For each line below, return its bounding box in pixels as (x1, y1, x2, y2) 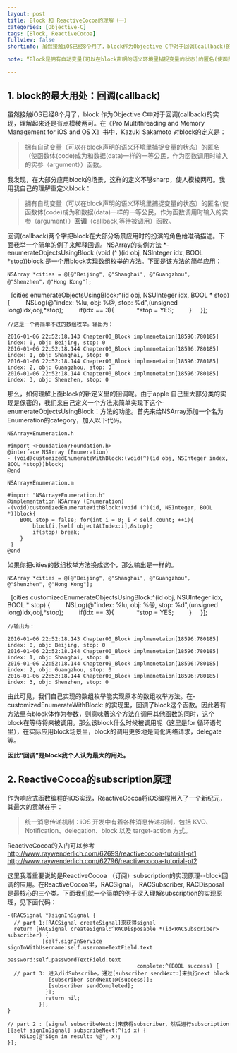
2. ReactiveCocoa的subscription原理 (7, 774, 171, 786)
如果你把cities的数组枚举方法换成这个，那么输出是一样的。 (7, 560, 178, 568)
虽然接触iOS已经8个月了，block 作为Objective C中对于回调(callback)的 (7, 110, 213, 118)
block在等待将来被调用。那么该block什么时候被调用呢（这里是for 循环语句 (7, 718, 222, 726)
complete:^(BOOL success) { (136, 962, 219, 970)
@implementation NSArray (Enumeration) (7, 498, 125, 505)
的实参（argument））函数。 (24, 160, 106, 169)
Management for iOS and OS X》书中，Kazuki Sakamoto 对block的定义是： (7, 128, 226, 136)
